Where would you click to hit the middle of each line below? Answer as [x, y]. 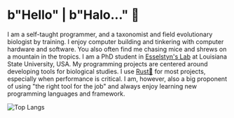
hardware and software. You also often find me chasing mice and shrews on [117, 49]
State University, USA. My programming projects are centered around [108, 64]
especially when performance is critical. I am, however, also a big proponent [117, 79]
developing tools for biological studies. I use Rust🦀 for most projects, [106, 71]
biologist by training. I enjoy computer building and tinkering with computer [116, 41]
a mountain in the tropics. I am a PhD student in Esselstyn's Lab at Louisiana [117, 57]
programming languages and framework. [66, 94]
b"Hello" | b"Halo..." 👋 [74, 15]
